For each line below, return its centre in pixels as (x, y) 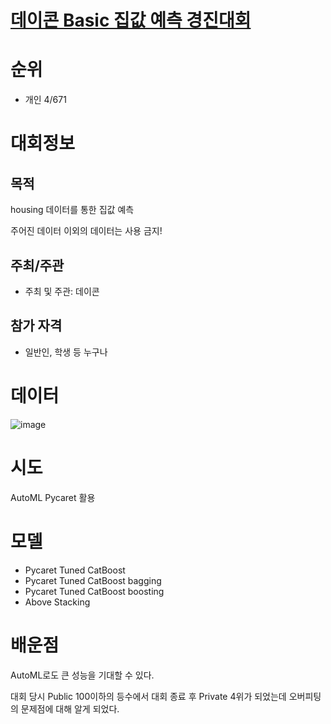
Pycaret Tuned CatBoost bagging (93, 580)
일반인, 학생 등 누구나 (66, 352)
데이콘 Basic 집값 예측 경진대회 (131, 20)
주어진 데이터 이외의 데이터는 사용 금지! (86, 231)
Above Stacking (57, 602)
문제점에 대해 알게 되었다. (70, 708)
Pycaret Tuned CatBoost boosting (94, 591)
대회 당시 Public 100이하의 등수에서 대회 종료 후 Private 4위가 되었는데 (148, 696)
